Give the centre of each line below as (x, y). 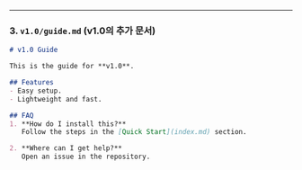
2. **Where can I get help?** (66, 148)
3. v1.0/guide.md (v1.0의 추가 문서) (82, 31)
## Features (31, 83)
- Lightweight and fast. (56, 99)
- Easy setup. (36, 91)
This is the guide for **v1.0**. (72, 67)
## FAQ (22, 115)
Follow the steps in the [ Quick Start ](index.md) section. (134, 132)
